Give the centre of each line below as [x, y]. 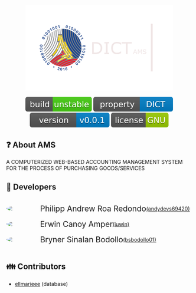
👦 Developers [31, 187]
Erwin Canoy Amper [77, 224]
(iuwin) [121, 224]
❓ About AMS [31, 145]
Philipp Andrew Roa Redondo [93, 208]
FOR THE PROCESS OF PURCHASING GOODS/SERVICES [76, 168]
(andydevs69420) [168, 209]
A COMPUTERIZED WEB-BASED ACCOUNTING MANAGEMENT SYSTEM [94, 162]
